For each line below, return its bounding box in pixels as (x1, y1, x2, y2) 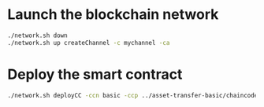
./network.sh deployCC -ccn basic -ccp (7, 91, 139, 99)
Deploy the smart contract (7, 65, 183, 83)
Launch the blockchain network (7, 6, 219, 24)
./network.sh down (7, 31, 68, 39)
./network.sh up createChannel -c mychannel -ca (7, 39, 170, 46)
